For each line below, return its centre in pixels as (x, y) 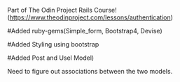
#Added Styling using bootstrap (53, 44)
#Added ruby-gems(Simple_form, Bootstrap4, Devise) (85, 31)
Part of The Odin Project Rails (50, 10)
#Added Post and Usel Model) (51, 58)
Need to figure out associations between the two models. (90, 71)
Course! (105, 10)
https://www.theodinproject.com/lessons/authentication (90, 17)
